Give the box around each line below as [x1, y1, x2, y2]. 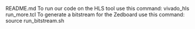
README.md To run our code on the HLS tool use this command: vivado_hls [5, 5, 190, 12]
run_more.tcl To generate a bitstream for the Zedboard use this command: [5, 11, 185, 18]
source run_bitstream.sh [5, 17, 65, 24]
